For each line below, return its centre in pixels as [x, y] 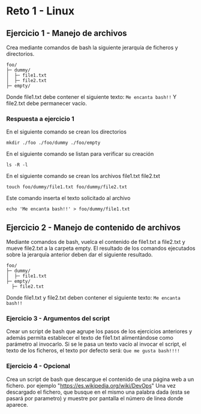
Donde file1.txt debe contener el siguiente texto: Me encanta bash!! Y [91, 97]
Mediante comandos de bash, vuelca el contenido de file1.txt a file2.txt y [96, 242]
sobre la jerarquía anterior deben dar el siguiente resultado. [79, 255]
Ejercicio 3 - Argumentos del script [58, 319]
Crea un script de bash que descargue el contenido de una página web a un [100, 379]
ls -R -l [17, 165]
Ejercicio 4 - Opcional [38, 366]
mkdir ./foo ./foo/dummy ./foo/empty [53, 143]
